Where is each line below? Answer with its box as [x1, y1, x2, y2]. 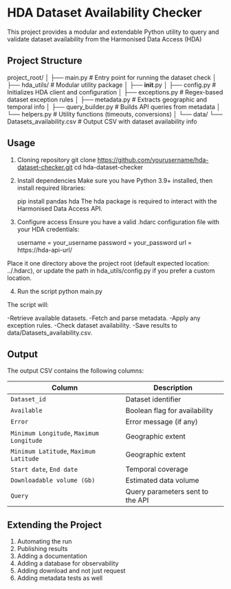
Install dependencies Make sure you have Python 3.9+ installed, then [16, 176, 213, 184]
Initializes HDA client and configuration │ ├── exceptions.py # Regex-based [7, 88, 223, 96]
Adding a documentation [16, 552, 87, 560]
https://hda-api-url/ [16, 246, 72, 254]
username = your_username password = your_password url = [16, 238, 192, 246]
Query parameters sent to [125, 487, 208, 497]
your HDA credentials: [16, 225, 80, 233]
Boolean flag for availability [125, 406, 213, 415]
